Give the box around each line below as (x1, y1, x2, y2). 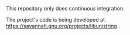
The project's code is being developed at (6, 16, 105, 23)
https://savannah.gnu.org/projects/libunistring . (6, 23, 120, 29)
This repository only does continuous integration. (6, 5, 125, 12)
